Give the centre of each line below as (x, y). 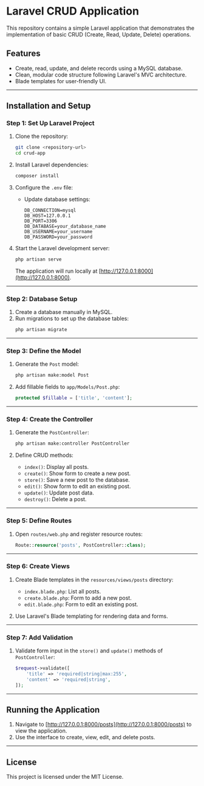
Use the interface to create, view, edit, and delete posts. (85, 737)
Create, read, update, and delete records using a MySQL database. (99, 68)
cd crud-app (30, 153)
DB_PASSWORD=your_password (58, 237)
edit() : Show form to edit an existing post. (77, 487)
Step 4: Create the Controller (49, 419)
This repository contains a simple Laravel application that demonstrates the (100, 28)
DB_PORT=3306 (41, 221)
